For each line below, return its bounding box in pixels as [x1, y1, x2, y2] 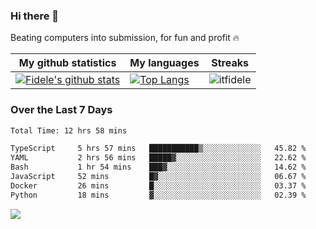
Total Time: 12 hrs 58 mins [10, 125, 128, 136]
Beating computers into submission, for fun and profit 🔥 [10, 32, 240, 44]
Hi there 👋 [10, 9, 60, 23]
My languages [129, 56, 200, 70]
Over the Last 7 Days [10, 103, 113, 117]
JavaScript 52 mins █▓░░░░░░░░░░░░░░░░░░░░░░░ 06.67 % [10, 172, 307, 182]
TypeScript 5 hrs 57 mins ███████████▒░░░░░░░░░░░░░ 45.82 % [10, 144, 307, 154]
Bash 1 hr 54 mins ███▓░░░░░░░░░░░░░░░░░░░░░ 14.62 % [10, 162, 307, 173]
